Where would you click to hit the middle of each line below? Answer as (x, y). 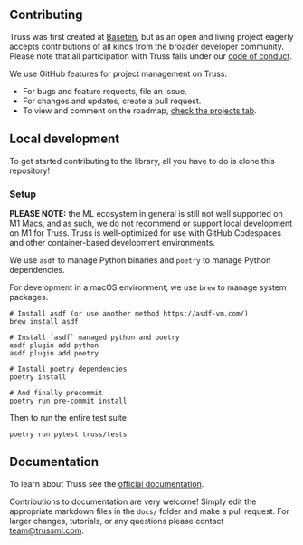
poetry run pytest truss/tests (68, 434)
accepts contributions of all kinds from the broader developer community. (147, 46)
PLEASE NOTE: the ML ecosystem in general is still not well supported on (146, 213)
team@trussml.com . (47, 530)
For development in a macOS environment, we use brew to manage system (148, 287)
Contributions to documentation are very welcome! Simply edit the (133, 501)
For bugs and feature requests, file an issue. (104, 91)
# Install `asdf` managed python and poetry (95, 337)
